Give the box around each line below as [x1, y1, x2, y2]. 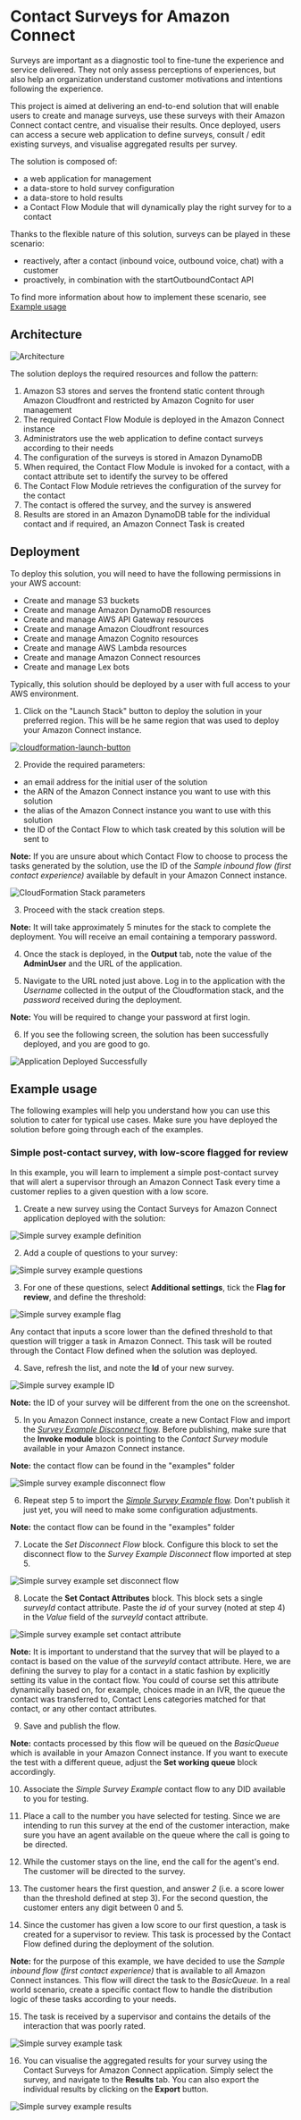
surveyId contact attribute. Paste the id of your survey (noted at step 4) [22, 1602, 286, 1612]
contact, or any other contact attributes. [10, 1703, 157, 1713]
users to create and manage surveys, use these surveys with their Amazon [10, 110, 285, 121]
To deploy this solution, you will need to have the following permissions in [10, 568, 281, 578]
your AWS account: [10, 577, 81, 588]
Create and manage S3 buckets [22, 594, 140, 605]
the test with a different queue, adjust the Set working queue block [10, 1756, 258, 1767]
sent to [22, 833, 49, 844]
